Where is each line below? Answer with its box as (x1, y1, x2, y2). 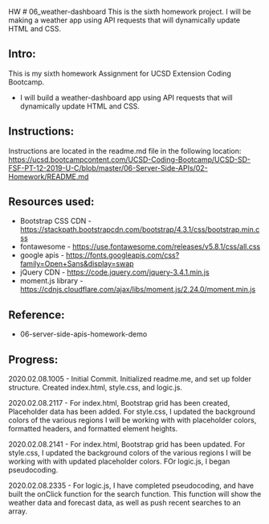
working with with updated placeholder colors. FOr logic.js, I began (8, 456, 230, 466)
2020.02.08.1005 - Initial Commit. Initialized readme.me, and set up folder (8, 374, 251, 384)
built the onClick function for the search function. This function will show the (8, 489, 262, 499)
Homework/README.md (8, 171, 89, 181)
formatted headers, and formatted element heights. (8, 424, 178, 434)
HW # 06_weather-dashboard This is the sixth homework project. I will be (8, 7, 251, 16)
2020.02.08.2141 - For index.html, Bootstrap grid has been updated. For (8, 439, 246, 449)
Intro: (8, 47, 36, 61)
